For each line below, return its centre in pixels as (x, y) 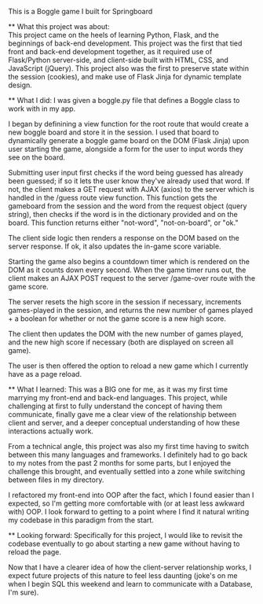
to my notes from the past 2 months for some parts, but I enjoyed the (120, 463)
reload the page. (35, 552)
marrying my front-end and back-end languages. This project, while (118, 398)
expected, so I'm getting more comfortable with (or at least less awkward (126, 503)
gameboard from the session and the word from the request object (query (128, 206)
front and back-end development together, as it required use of (110, 52)
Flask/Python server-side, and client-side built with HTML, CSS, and (119, 60)
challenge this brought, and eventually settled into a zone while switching (127, 471)
